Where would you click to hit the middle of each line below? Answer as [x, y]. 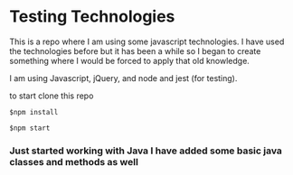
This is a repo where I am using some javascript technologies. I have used [147, 41]
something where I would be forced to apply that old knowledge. [130, 60]
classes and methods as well [74, 161]
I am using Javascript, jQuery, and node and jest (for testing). [123, 78]
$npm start [30, 128]
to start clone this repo [52, 96]
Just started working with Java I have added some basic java [146, 151]
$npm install [34, 112]
